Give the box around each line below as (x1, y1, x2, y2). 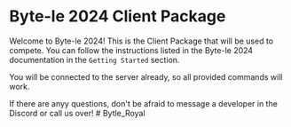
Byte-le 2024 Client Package (9, 6, 226, 27)
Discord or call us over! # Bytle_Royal (9, 107, 145, 118)
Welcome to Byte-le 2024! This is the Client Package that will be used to (9, 36, 273, 46)
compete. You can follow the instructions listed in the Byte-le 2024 (9, 44, 254, 55)
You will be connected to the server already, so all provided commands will (9, 71, 283, 82)
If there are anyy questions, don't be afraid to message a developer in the (9, 98, 278, 108)
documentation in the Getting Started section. (9, 54, 180, 65)
